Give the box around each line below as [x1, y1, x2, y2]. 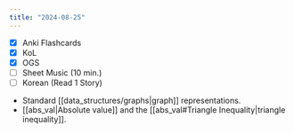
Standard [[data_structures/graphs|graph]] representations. [21, 95, 241, 106]
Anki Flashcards [21, 37, 82, 48]
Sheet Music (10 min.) [21, 67, 102, 78]
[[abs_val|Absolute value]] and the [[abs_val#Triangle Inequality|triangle [21, 104, 286, 115]
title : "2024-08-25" [9, 12, 86, 22]
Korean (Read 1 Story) [21, 77, 102, 88]
